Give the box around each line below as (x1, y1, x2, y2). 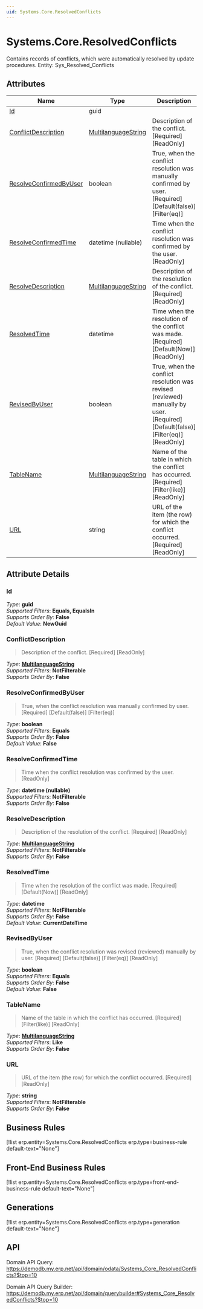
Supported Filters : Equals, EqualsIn (6, 607, 95, 614)
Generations (6, 1203, 54, 1213)
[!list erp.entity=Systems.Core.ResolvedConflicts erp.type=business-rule (6, 1138, 187, 1146)
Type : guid (6, 601, 33, 608)
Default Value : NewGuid (6, 620, 67, 628)
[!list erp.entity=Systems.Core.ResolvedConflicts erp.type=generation (6, 1218, 180, 1226)
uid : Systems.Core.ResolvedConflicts (6, 8, 101, 15)
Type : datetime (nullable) (6, 787, 71, 794)
